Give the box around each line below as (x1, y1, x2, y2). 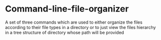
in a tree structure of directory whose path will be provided (5, 29, 124, 35)
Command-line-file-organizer (5, 3, 129, 14)
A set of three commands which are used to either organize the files (5, 19, 143, 25)
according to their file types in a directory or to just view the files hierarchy (5, 24, 156, 30)
